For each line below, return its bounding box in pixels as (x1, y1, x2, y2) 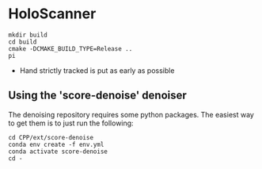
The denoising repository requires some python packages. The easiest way (8, 109, 255, 119)
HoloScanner (8, 5, 97, 23)
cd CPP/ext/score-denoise (8, 133, 93, 141)
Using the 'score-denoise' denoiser (8, 89, 188, 102)
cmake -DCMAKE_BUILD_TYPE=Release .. (8, 44, 133, 52)
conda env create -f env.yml (8, 140, 104, 148)
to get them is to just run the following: (8, 118, 134, 128)
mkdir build (8, 31, 47, 39)
